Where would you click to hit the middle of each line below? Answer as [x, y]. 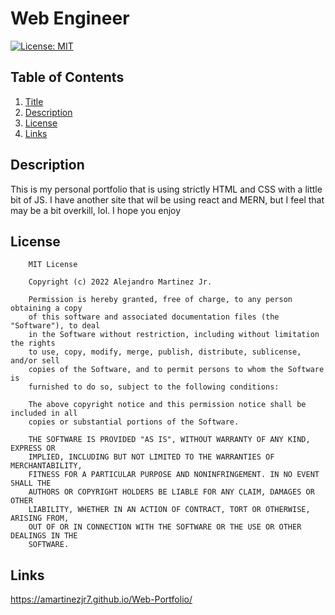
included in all [44, 413]
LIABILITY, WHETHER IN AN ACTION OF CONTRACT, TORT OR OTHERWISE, [169, 510]
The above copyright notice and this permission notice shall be [167, 405]
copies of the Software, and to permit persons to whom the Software [176, 370]
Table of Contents [67, 77]
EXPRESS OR [33, 448]
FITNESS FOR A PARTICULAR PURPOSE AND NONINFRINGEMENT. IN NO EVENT [174, 475]
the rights [33, 343]
